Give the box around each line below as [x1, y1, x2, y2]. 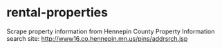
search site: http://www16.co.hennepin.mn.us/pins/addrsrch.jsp [6, 34, 188, 42]
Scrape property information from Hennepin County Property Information [6, 27, 215, 35]
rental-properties [6, 5, 109, 20]
